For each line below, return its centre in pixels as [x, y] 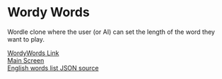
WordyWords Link [33, 53]
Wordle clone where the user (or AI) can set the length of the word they [111, 32]
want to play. [26, 39]
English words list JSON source [53, 68]
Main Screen [26, 60]
